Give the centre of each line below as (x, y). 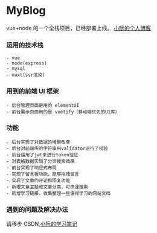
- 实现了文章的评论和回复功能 (38, 180)
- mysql (16, 69)
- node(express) (27, 63)
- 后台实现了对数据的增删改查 (38, 142)
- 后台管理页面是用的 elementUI (43, 105)
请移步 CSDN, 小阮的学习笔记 (42, 224)
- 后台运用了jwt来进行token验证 (42, 155)
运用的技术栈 (25, 45)
